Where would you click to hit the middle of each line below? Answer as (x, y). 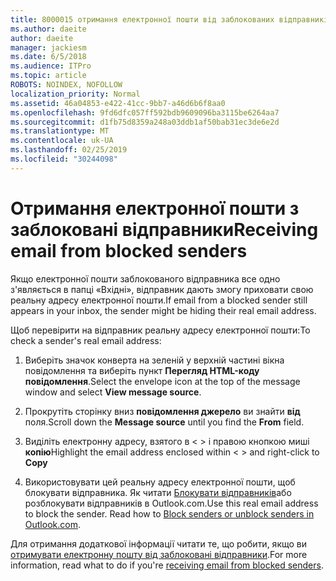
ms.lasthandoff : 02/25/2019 (69, 150)
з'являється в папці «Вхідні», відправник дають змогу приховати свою (162, 289)
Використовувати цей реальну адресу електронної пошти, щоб (160, 482)
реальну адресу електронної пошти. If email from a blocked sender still (159, 300)
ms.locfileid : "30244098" (64, 159)
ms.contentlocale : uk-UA (62, 141)
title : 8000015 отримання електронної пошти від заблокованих (142, 19)
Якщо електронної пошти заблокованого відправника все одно (145, 278)
